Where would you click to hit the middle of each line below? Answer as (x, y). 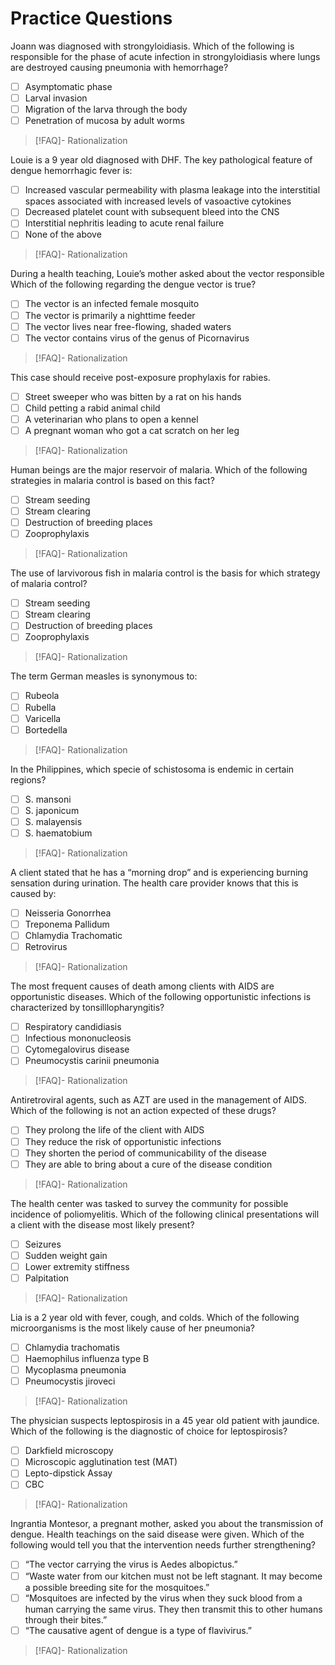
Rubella (40, 707)
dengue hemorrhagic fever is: (71, 171)
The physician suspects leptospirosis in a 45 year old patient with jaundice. (165, 1421)
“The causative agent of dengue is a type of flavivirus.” (138, 1630)
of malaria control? (49, 584)
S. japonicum (52, 810)
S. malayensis (53, 821)
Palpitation (47, 1278)
